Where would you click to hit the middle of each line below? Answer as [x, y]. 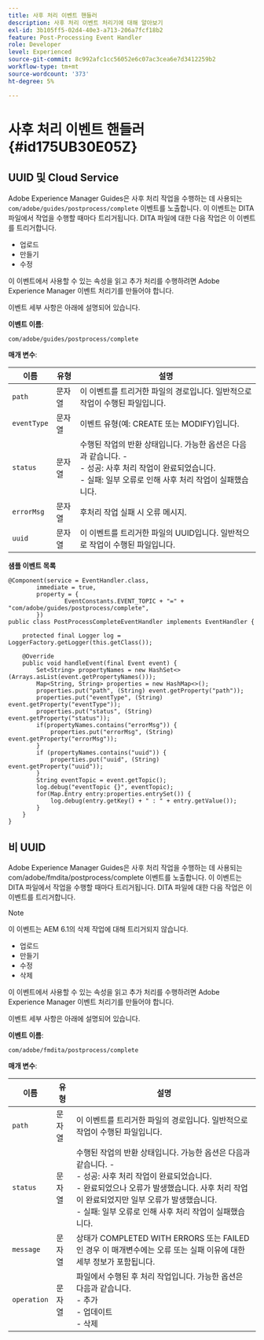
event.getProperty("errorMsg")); [63, 739]
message [26, 1250]
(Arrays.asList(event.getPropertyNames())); [82, 677]
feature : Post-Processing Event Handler [75, 37]
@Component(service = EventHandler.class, [79, 580]
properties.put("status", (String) [95, 711]
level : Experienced [40, 52]
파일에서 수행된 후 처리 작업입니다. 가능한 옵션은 [159, 1277]
